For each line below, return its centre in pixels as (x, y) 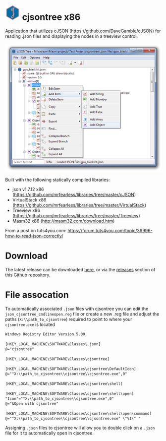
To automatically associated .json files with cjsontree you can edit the (77, 309)
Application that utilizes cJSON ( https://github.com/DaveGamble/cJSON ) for (83, 31)
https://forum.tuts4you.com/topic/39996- (110, 230)
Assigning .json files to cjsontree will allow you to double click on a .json (80, 428)
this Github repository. (28, 275)
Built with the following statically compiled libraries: (57, 180)
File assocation (37, 295)
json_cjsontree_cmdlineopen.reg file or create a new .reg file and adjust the (82, 314)
